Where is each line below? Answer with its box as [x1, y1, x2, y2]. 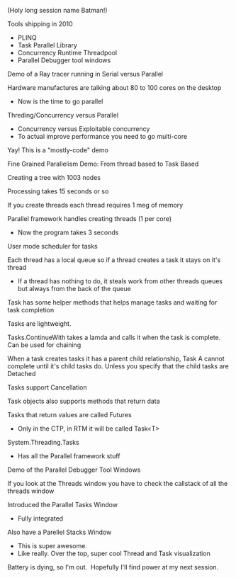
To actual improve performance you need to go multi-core [17, 132, 188, 140]
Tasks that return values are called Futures [7, 411, 133, 419]
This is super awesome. [17, 542, 87, 550]
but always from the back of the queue [17, 285, 131, 293]
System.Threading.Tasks [7, 438, 79, 446]
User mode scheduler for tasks [7, 242, 98, 250]
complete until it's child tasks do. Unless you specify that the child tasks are [7, 362, 229, 370]
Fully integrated [17, 514, 64, 523]
